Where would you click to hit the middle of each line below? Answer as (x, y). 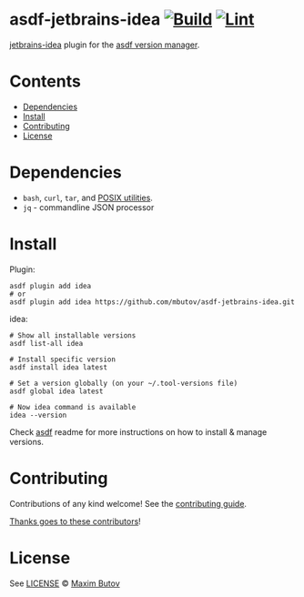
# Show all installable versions (73, 335)
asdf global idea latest (56, 391)
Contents (46, 81)
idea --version (38, 415)
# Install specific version (63, 359)
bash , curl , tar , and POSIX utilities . (87, 197)
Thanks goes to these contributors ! (75, 521)
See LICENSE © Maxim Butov (65, 583)
